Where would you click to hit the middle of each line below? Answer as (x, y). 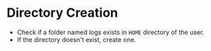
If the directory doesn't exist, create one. (76, 39)
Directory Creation (62, 13)
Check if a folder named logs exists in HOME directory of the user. (110, 32)
